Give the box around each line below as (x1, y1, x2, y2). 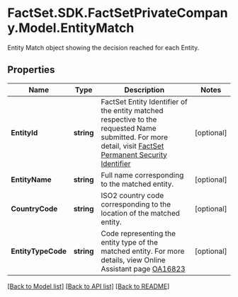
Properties (7, 64, 55, 76)
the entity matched (101, 105, 164, 115)
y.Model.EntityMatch (7, 20, 135, 36)
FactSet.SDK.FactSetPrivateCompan (7, 5, 228, 21)
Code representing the (101, 228, 176, 238)
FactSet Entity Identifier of (101, 97, 188, 107)
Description (123, 85, 165, 95)
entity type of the (101, 237, 158, 247)
